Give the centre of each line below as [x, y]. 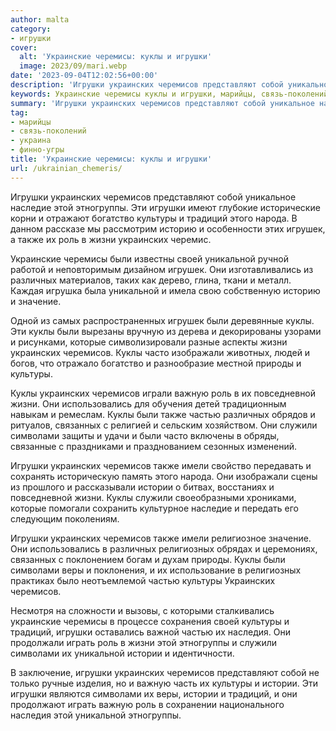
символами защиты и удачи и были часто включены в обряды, [145, 435]
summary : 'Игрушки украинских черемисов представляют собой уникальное [162, 103]
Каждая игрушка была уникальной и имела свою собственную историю [165, 290]
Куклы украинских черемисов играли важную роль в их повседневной [163, 393]
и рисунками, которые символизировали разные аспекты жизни [149, 342]
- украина [31, 141]
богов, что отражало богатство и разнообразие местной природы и [156, 363]
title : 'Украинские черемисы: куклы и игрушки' [111, 159]
